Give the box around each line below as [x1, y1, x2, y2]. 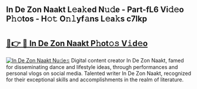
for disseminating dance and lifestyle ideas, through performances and [6, 64, 178, 70]
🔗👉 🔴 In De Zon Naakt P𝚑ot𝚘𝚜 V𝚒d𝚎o [6, 38, 148, 48]
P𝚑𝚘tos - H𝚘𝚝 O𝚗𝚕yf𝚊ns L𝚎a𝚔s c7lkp [6, 14, 148, 24]
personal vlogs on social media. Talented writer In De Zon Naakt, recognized [6, 70, 192, 77]
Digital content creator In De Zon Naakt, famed [71, 57, 184, 64]
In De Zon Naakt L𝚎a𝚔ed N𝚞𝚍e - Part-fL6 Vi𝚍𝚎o [6, 5, 184, 15]
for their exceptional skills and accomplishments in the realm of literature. [6, 76, 184, 83]
